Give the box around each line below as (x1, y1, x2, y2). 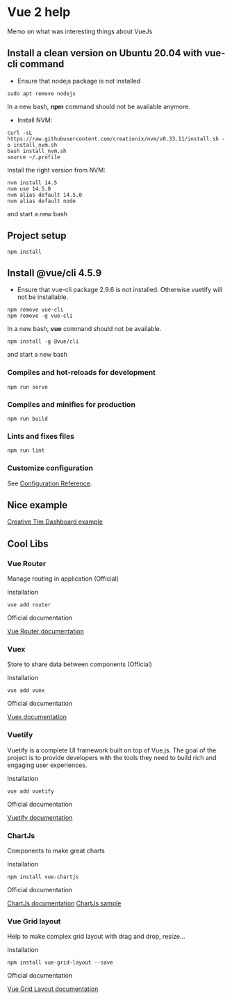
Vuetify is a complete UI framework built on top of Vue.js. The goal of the (7, 745, 217, 755)
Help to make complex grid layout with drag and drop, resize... (7, 933, 185, 941)
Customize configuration (7, 463, 94, 473)
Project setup (7, 230, 67, 242)
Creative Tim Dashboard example (7, 517, 103, 526)
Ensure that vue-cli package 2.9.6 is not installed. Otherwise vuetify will (17, 286, 223, 294)
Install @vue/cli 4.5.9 (7, 267, 102, 279)
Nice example (7, 499, 68, 511)
